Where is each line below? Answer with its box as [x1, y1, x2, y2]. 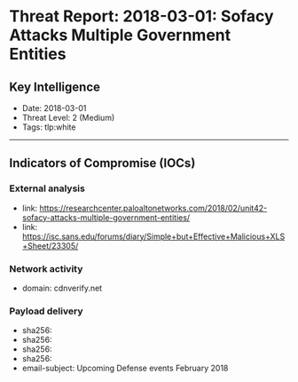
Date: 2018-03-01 [21, 103, 87, 113]
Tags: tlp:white [21, 122, 76, 132]
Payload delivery [9, 305, 83, 317]
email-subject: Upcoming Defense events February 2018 [21, 362, 229, 374]
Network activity [9, 262, 83, 275]
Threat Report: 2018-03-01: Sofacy [9, 6, 274, 27]
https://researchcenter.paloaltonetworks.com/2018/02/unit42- [39, 203, 268, 213]
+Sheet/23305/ [21, 240, 79, 251]
